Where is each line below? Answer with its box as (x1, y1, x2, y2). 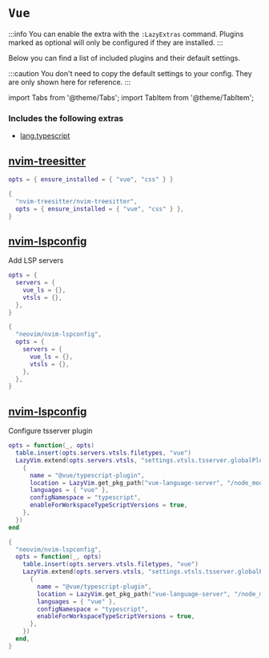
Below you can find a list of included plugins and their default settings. (8, 53, 240, 63)
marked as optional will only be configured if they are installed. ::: (8, 38, 223, 47)
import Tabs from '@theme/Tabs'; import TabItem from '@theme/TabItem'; (8, 92, 255, 102)
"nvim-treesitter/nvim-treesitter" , (15, 197, 138, 205)
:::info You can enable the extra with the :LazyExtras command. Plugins (8, 29, 244, 38)
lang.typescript (19, 131, 70, 141)
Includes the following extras (8, 112, 124, 123)
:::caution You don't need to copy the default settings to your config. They (8, 68, 252, 78)
